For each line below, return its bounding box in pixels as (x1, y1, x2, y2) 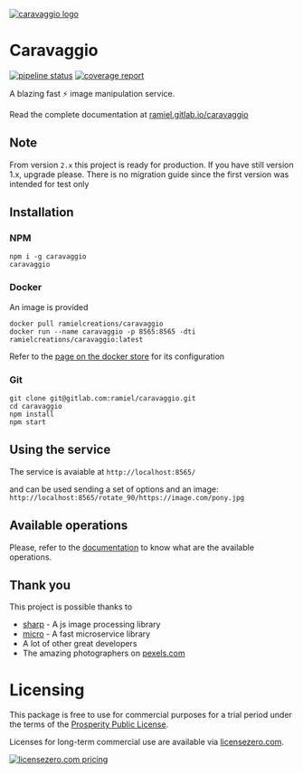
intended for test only (9, 178, 90, 189)
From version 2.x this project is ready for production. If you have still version (9, 159, 294, 170)
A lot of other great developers (22, 638, 137, 649)
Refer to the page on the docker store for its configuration (9, 351, 225, 362)
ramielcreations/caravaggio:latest (9, 335, 144, 344)
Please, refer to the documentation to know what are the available (9, 542, 255, 552)
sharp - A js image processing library (22, 619, 161, 630)
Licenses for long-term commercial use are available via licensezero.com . (9, 737, 285, 748)
